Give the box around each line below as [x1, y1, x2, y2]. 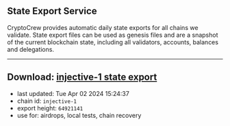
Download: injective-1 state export [7, 72, 157, 83]
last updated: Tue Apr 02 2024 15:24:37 [16, 89, 130, 97]
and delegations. [7, 45, 55, 53]
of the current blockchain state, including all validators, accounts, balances [7, 37, 219, 46]
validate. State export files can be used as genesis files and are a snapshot [7, 31, 218, 39]
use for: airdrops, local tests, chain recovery [16, 111, 142, 119]
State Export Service [7, 5, 97, 17]
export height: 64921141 [16, 104, 84, 112]
